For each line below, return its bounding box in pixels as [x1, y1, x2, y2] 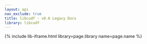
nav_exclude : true [4, 11, 42, 16]
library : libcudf [4, 20, 40, 25]
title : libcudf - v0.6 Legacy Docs [4, 16, 77, 21]
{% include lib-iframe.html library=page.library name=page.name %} [4, 33, 143, 39]
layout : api [4, 7, 29, 12]
